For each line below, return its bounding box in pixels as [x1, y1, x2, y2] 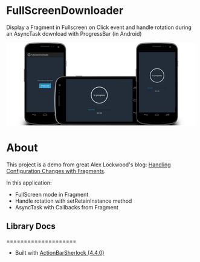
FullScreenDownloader [6, 4, 124, 18]
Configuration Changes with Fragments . [6, 167, 106, 174]
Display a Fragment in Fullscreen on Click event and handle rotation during [6, 24, 192, 31]
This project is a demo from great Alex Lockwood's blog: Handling [6, 161, 171, 168]
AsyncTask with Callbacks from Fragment [15, 203, 119, 211]
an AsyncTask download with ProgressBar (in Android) [6, 30, 142, 37]
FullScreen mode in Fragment [15, 191, 89, 198]
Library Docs [6, 221, 56, 232]
